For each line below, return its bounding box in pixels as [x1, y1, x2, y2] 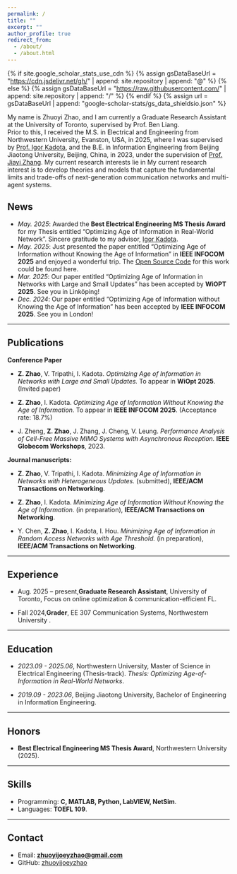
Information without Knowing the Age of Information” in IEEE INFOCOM [17, 249, 224, 258]
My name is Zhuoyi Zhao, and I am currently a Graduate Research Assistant [7, 112, 227, 121]
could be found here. [17, 264, 79, 273]
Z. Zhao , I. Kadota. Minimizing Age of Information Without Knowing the [17, 497, 224, 506]
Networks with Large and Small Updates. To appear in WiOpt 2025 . [17, 377, 216, 385]
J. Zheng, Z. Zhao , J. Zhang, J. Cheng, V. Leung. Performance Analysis [17, 427, 225, 435]
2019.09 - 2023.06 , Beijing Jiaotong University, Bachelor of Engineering [17, 690, 227, 699]
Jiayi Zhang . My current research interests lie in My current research [7, 158, 207, 166]
